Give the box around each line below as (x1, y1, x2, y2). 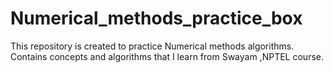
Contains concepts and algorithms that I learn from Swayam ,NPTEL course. (10, 50, 324, 62)
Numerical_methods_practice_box (10, 7, 303, 30)
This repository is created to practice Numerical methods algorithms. (10, 40, 295, 52)
